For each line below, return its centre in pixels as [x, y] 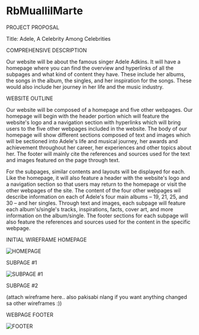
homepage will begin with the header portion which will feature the [88, 116]
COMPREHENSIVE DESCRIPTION [46, 50]
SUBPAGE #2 [22, 285]
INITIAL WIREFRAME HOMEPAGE [46, 239]
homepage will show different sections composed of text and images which [98, 135]
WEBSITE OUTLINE [30, 98]
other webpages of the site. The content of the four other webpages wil [94, 190]
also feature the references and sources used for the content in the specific [98, 222]
